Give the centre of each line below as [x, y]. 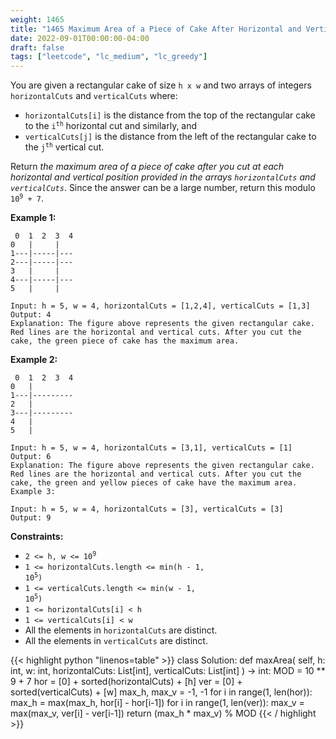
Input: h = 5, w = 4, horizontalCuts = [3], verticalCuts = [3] [147, 509]
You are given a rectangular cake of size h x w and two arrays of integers [161, 85]
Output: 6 [31, 457]
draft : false [37, 47]
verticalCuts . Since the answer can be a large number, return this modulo [163, 188]
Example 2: [34, 360]
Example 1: [33, 218]
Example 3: [33, 492]
